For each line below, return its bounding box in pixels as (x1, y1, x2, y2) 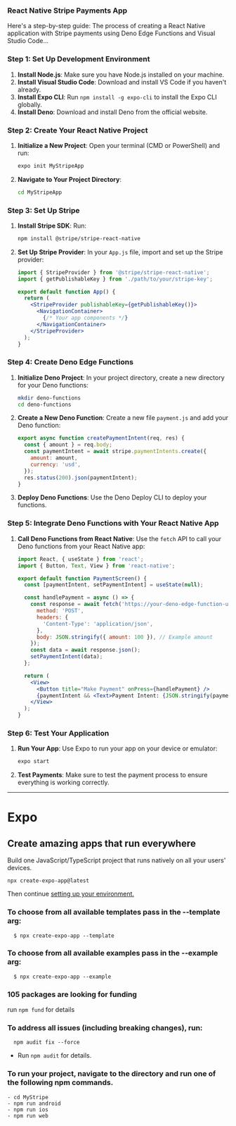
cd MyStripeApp (17, 189, 63, 196)
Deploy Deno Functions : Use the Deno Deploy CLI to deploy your (17, 493, 207, 502)
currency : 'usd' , (30, 461, 81, 468)
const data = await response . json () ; (30, 647, 141, 654)
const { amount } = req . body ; (24, 441, 112, 449)
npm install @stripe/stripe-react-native (17, 235, 140, 242)
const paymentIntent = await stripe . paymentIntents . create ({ (24, 448, 207, 455)
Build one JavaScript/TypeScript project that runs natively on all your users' (7, 856, 226, 865)
